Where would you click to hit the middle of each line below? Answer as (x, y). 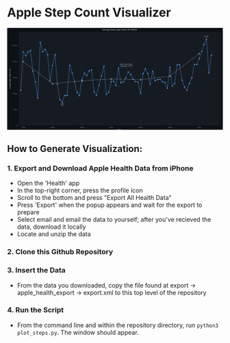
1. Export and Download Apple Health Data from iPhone (100, 168)
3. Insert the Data (37, 270)
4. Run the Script (35, 310)
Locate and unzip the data (54, 234)
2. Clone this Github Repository (60, 252)
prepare (28, 212)
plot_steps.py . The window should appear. (78, 332)
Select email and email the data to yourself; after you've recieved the (114, 220)
